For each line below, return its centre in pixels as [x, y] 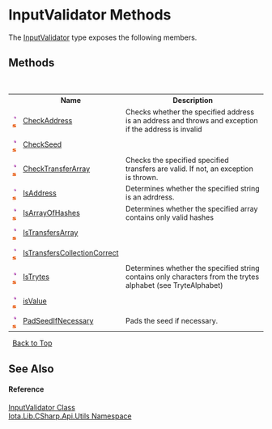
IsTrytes [36, 277]
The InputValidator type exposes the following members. [103, 37]
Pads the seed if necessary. [172, 321]
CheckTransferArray [57, 169]
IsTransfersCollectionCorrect [71, 252]
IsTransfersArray [51, 233]
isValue [35, 301]
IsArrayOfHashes [52, 213]
